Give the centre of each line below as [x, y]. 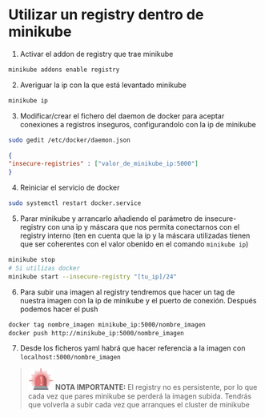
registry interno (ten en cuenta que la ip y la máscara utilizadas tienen [135, 236]
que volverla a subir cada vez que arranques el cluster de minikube [139, 404]
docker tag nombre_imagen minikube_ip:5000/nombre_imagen [107, 325]
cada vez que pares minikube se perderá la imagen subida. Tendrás [140, 396]
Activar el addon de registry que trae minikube [96, 54]
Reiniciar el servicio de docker [70, 188]
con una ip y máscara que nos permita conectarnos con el [144, 227]
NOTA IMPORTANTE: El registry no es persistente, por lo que [156, 387]
